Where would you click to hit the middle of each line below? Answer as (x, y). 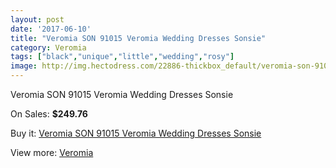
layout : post (37, 19)
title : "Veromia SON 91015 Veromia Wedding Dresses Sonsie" (138, 38)
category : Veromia (48, 47)
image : (24, 66)
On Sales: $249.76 (49, 114)
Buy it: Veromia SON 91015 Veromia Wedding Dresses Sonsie (136, 133)
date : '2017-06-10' (51, 29)
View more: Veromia (52, 152)
